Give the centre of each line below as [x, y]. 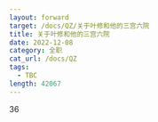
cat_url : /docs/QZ [43, 59]
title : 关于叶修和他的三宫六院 [59, 34]
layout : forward [39, 17]
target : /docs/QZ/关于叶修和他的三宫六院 [79, 26]
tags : [19, 68]
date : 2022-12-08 [41, 42]
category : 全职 [36, 51]
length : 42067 [36, 84]
